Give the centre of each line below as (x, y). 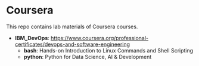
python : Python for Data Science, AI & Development (88, 57)
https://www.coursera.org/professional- (99, 38)
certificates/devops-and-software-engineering (72, 44)
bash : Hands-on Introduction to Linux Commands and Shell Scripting (108, 50)
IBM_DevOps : (32, 38)
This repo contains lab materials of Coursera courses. (72, 27)
